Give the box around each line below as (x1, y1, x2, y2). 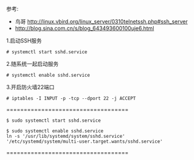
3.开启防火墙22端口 (6, 83, 55, 90)
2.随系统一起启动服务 (6, 61, 59, 67)
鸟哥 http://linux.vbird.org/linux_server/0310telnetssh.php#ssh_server (14, 18, 188, 25)
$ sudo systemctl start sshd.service (6, 117, 101, 123)
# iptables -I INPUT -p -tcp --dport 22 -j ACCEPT (6, 95, 136, 101)
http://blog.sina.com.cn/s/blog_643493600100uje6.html (14, 25, 155, 32)
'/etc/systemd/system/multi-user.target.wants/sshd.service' (6, 138, 163, 144)
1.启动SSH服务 (6, 37, 42, 44)
